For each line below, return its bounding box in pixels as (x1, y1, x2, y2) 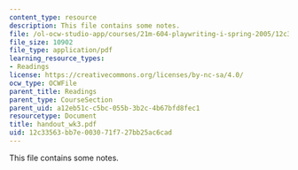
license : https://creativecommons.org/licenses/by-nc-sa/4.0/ (9, 71, 244, 80)
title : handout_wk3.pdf (9, 120, 98, 129)
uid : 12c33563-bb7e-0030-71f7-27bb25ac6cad (9, 128, 173, 137)
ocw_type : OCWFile (9, 79, 77, 88)
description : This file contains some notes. (9, 21, 180, 30)
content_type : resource (9, 12, 98, 22)
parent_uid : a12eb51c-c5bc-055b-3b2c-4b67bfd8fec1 (9, 104, 200, 112)
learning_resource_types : (9, 54, 105, 63)
